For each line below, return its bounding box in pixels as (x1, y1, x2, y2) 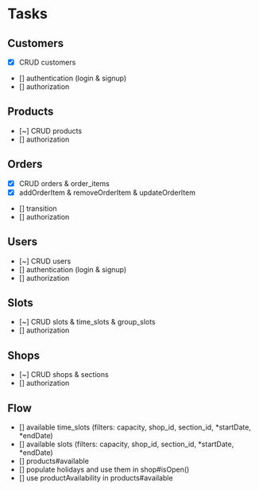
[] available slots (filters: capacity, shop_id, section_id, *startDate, (18, 439, 234, 449)
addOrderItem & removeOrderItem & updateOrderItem (18, 188, 196, 197)
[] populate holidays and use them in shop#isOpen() (18, 465, 190, 474)
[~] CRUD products (18, 126, 83, 135)
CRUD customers (18, 57, 76, 67)
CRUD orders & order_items (18, 178, 110, 188)
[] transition (18, 204, 57, 213)
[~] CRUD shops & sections (18, 370, 109, 379)
